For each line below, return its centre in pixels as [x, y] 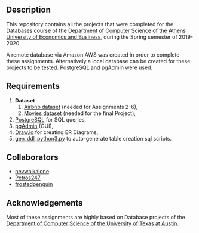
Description [28, 10]
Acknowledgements [45, 203]
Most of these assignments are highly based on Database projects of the [96, 218]
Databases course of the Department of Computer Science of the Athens [96, 30]
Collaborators [32, 157]
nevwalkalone [32, 172]
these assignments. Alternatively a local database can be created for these [98, 61]
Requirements [33, 86]
